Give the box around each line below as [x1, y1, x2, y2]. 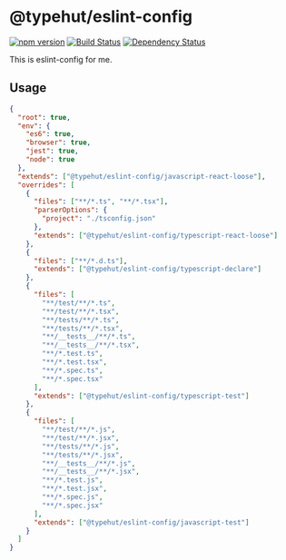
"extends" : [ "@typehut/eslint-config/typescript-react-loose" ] [33, 231, 279, 240]
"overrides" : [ [17, 180, 75, 190]
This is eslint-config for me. [9, 54, 113, 64]
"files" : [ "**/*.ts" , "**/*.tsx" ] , [33, 197, 169, 206]
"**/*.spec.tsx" [42, 374, 104, 383]
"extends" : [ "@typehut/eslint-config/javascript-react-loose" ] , [17, 172, 266, 181]
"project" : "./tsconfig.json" [42, 214, 156, 223]
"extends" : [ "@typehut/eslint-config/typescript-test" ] [33, 391, 250, 400]
